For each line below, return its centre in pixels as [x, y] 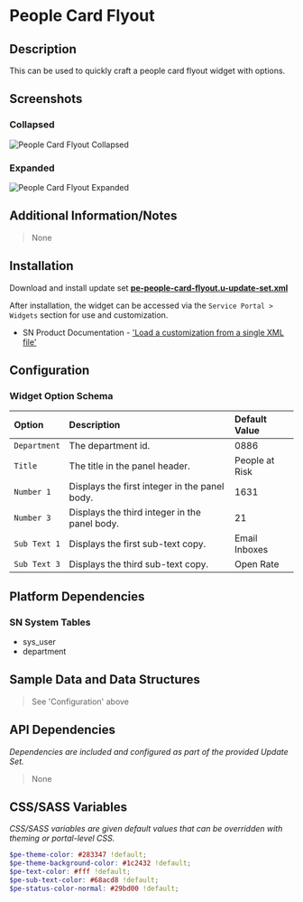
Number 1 [32, 492]
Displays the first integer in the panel [147, 487]
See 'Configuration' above [80, 702]
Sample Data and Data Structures [105, 679]
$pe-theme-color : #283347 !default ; [78, 855]
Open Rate [257, 564]
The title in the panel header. [130, 466]
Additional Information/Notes [93, 216]
